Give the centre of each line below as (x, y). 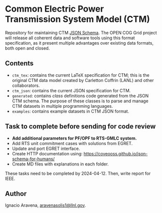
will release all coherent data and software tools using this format (70, 38)
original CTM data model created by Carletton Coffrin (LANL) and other (83, 80)
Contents (19, 63)
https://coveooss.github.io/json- (116, 153)
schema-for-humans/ (33, 159)
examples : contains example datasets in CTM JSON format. (71, 111)
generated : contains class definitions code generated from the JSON (80, 96)
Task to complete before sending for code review (81, 126)
